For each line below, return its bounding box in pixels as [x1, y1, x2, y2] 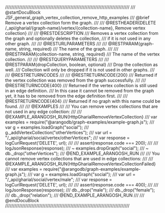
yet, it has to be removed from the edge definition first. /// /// [5, 93, 128, 99]
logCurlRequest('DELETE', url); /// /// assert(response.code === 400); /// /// [5, 182, 159, 187]
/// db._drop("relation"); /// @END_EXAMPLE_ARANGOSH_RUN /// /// [5, 192, 144, 198]
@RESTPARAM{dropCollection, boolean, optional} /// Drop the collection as [5, 61, 158, 67]
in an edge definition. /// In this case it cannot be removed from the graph [5, 88, 154, 93]
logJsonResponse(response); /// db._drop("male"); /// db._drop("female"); [5, 187, 155, 193]
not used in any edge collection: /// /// [5, 109, 82, 115]
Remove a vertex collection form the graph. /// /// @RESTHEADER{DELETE [5, 20, 156, 26]
